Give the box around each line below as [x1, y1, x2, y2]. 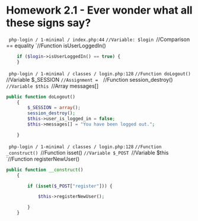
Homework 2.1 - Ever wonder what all [6, 4, 193, 17]
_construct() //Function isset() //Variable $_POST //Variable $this [6, 149, 169, 156]
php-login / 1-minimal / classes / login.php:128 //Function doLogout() [8, 71, 191, 77]
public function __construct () [6, 166, 84, 172]
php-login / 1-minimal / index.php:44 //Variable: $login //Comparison [8, 36, 190, 43]
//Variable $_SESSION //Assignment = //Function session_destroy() [6, 76, 173, 83]
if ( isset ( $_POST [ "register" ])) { [27, 183, 113, 189]
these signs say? [6, 16, 91, 30]
